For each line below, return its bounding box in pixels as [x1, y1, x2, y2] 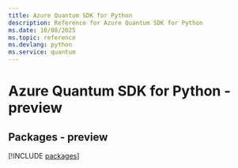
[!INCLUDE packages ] [8, 151, 80, 160]
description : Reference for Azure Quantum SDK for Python [8, 19, 203, 27]
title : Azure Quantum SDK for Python [8, 11, 133, 20]
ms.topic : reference [8, 33, 77, 42]
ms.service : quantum [8, 48, 77, 56]
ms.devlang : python [8, 41, 73, 49]
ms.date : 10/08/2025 [8, 26, 77, 34]
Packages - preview [8, 130, 108, 144]
